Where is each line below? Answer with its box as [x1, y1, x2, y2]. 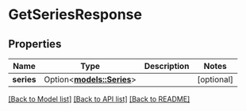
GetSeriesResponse [8, 6, 143, 24]
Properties [8, 37, 62, 51]
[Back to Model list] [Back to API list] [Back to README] [8, 94, 190, 104]
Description [144, 61, 190, 71]
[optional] [197, 74, 234, 85]
